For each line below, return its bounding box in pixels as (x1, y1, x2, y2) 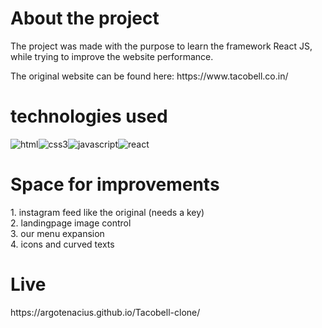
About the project (10, 7, 160, 30)
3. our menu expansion (10, 227, 105, 239)
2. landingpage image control (10, 217, 132, 229)
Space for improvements (10, 173, 220, 196)
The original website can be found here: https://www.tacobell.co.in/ (10, 70, 289, 82)
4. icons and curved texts (10, 238, 115, 250)
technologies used (10, 105, 168, 128)
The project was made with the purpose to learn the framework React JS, (10, 40, 313, 52)
